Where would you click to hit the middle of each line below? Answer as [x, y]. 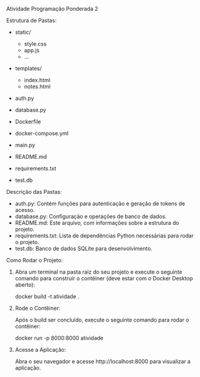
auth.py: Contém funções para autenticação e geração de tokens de [100, 204]
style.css [35, 44]
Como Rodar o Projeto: [35, 260]
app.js [32, 50]
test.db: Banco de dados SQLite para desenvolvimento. [84, 248]
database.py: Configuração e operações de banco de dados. [91, 216]
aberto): [25, 285]
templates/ [28, 68]
